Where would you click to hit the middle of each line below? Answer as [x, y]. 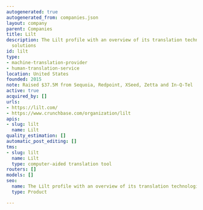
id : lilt [17, 51]
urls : [13, 102]
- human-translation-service [43, 68]
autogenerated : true [32, 12]
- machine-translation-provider [47, 62]
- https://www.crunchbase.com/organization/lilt [69, 113]
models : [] [20, 175]
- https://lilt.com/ [32, 107]
